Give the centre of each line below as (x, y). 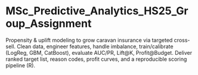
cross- (182, 40)
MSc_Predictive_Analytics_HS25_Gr (97, 11)
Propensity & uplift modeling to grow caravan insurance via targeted (89, 40)
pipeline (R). (21, 65)
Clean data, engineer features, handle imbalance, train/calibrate (95, 46)
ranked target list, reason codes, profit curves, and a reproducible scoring (96, 59)
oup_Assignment (49, 24)
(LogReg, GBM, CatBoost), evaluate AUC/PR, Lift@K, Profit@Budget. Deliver (99, 52)
